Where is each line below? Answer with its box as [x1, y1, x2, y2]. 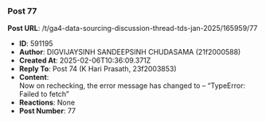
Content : [18, 73, 49, 82]
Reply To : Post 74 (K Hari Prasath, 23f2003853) [18, 64, 177, 74]
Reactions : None [18, 97, 76, 108]
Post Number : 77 [18, 106, 76, 116]
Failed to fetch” [18, 90, 69, 99]
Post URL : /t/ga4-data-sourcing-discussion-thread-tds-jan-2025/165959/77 [7, 24, 258, 33]
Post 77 [7, 6, 37, 17]
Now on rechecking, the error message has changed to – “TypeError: [18, 81, 246, 90]
